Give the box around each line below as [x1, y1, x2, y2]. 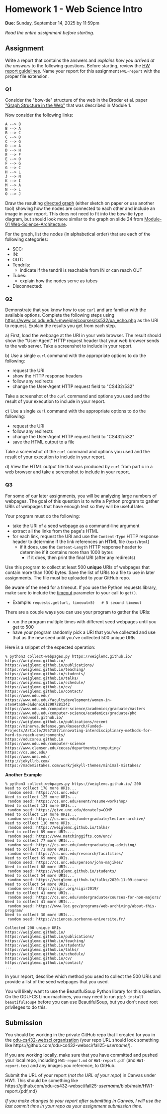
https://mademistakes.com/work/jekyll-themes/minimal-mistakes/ [5, 763, 141, 768]
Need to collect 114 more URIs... [5, 812, 77, 817]
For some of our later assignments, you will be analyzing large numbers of [5, 493, 157, 499]
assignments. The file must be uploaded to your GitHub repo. [5, 574, 130, 580]
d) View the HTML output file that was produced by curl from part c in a [5, 464, 153, 470]
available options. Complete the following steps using [5, 312, 115, 318]
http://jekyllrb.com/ [5, 758, 50, 763]
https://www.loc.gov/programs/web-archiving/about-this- [36, 904, 157, 909]
